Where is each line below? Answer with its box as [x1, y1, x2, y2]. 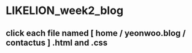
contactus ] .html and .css [6, 37, 108, 48]
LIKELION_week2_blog [6, 4, 124, 18]
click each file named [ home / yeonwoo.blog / [6, 28, 186, 38]
